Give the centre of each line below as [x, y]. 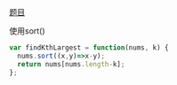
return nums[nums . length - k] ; [71, 64]
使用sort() [28, 31]
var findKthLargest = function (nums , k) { [89, 48]
